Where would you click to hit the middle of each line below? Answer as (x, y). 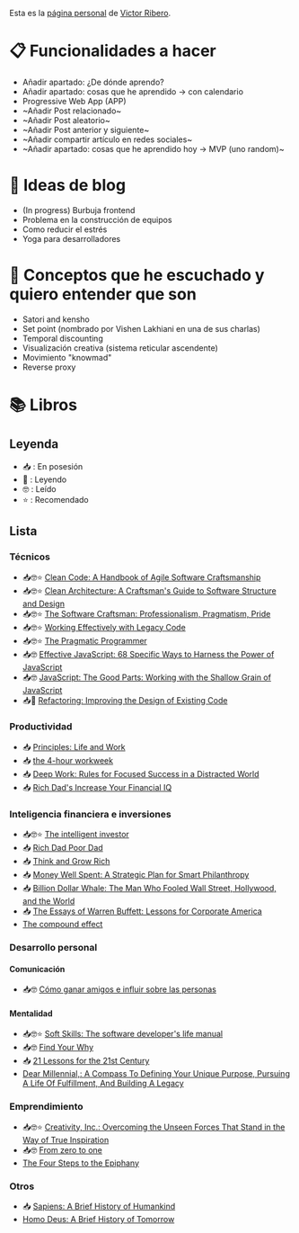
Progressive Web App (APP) (75, 101)
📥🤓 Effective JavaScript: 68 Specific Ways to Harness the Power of (148, 654)
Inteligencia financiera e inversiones (91, 814)
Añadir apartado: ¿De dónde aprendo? (93, 82)
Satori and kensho (56, 319)
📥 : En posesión (53, 466)
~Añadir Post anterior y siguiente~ (86, 130)
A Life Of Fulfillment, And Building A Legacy (103, 1084)
